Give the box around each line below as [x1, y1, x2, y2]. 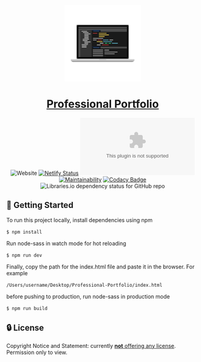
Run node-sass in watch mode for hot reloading [6, 240, 126, 247]
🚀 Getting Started [6, 200, 74, 210]
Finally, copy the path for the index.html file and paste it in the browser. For [6, 263, 195, 270]
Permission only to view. [6, 349, 68, 356]
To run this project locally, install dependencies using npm [6, 216, 153, 224]
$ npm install [6, 229, 43, 235]
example [6, 269, 28, 276]
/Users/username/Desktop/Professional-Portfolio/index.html [6, 282, 163, 288]
